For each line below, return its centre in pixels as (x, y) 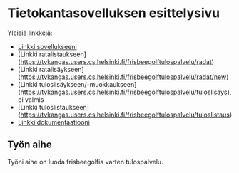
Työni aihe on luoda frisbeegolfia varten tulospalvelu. (85, 162)
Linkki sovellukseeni (47, 46)
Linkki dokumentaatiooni (54, 122)
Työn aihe (30, 145)
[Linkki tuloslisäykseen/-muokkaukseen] (77, 84)
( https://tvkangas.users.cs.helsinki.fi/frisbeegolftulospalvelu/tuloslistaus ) (125, 115)
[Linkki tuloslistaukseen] (53, 107)
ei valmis (31, 99)
